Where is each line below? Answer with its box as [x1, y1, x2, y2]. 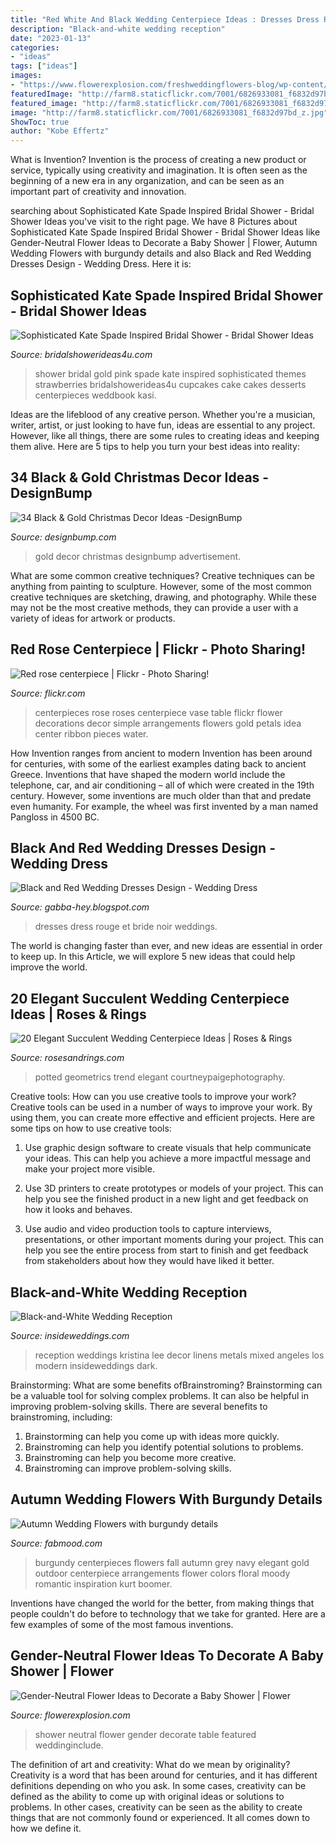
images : [10, 71, 43, 81]
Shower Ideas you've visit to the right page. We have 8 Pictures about [10, 216, 298, 228]
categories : [10, 42, 60, 53]
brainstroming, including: [10, 1411, 113, 1423]
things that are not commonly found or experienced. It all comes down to [10, 1811, 311, 1823]
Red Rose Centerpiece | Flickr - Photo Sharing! [10, 641, 307, 658]
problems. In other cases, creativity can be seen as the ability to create [10, 1801, 303, 1813]
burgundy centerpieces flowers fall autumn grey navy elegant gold [34, 1556, 310, 1568]
